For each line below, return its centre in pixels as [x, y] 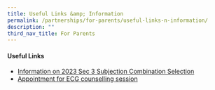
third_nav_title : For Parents [51, 33]
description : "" [31, 27]
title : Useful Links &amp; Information [65, 14]
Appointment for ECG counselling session [77, 79]
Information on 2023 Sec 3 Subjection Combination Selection [106, 72]
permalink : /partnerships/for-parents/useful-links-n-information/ [108, 20]
